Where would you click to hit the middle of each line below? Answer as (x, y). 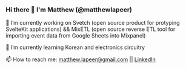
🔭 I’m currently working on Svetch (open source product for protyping (93, 23)
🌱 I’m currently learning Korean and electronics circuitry (75, 47)
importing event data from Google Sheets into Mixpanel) (76, 36)
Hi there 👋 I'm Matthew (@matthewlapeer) (69, 10)
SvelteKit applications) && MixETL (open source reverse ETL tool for (91, 29)
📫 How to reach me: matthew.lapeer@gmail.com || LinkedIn (81, 59)
